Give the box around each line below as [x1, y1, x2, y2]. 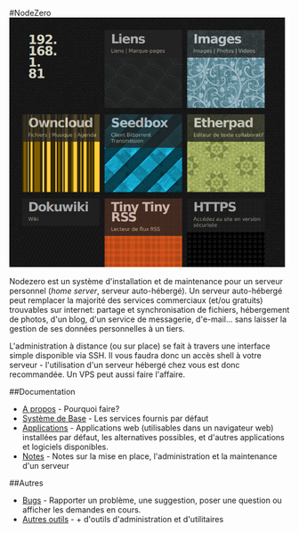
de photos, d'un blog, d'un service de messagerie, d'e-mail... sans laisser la [9, 314, 287, 324]
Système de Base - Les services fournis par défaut [21, 414, 209, 423]
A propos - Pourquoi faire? [21, 404, 120, 414]
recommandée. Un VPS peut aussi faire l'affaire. [9, 369, 185, 380]
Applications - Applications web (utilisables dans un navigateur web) [21, 422, 274, 433]
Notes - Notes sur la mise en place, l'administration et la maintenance [21, 451, 278, 462]
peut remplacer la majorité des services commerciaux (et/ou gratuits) [9, 295, 263, 306]
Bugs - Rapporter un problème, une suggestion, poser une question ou [21, 495, 282, 505]
